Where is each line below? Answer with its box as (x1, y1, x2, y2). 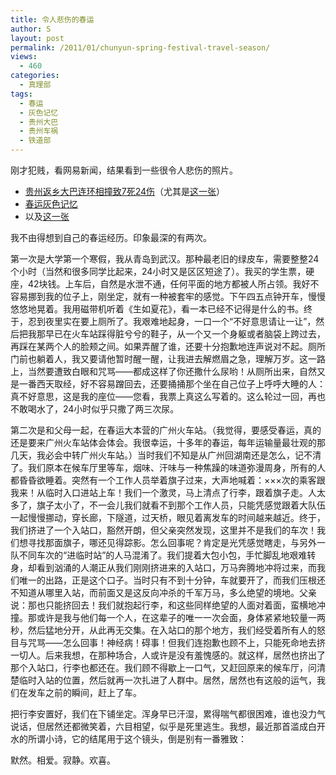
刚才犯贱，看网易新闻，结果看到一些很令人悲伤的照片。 (10, 164, 238, 176)
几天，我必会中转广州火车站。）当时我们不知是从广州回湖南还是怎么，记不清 (10, 449, 322, 461)
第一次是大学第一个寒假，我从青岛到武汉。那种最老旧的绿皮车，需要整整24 (10, 253, 320, 265)
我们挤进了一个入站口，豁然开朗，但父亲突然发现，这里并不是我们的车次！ (10, 524, 317, 536)
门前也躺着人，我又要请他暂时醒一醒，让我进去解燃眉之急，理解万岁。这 (10, 353, 308, 365)
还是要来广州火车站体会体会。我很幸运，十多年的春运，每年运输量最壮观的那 (10, 437, 326, 448)
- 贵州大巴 (19, 117, 59, 127)
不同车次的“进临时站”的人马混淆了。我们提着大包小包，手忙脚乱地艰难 (18, 549, 308, 561)
